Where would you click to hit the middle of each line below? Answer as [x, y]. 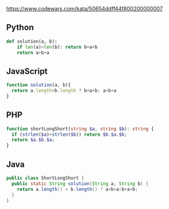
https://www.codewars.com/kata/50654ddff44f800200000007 [84, 9]
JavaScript [27, 71]
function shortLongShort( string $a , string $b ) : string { [80, 129]
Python [20, 27]
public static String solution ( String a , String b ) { [80, 183]
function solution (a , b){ [38, 85]
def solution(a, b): [32, 41]
